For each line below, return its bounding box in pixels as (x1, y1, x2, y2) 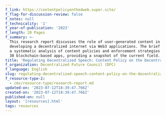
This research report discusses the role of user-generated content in (9, 39, 161, 44)
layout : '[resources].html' (5, 99, 63, 104)
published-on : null (5, 94, 45, 99)
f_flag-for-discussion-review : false (5, 12, 83, 17)
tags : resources (5, 104, 39, 109)
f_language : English (5, 67, 48, 72)
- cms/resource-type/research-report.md (9, 80, 94, 85)
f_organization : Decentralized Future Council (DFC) (5, 62, 116, 67)
